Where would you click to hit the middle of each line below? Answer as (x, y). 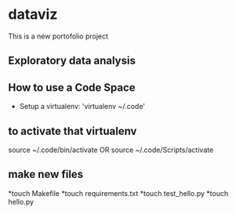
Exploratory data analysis (72, 61)
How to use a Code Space (72, 87)
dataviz (33, 15)
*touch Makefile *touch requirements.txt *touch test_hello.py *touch (118, 193)
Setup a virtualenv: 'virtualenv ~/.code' (82, 107)
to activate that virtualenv (73, 131)
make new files (46, 174)
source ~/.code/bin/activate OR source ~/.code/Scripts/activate (111, 150)
